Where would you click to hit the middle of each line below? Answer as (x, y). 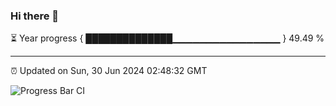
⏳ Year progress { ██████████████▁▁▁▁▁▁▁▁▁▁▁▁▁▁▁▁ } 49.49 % (167, 38)
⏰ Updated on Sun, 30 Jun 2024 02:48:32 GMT (109, 71)
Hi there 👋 (35, 16)
